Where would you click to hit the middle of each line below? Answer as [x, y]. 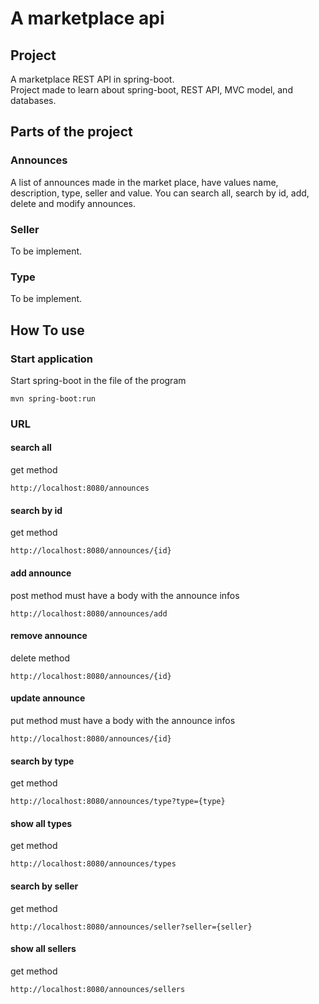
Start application [52, 359]
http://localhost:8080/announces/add [89, 613]
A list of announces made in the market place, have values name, [144, 182]
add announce [41, 573]
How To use [47, 330]
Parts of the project [71, 132]
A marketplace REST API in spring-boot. [92, 79]
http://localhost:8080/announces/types [93, 864]
